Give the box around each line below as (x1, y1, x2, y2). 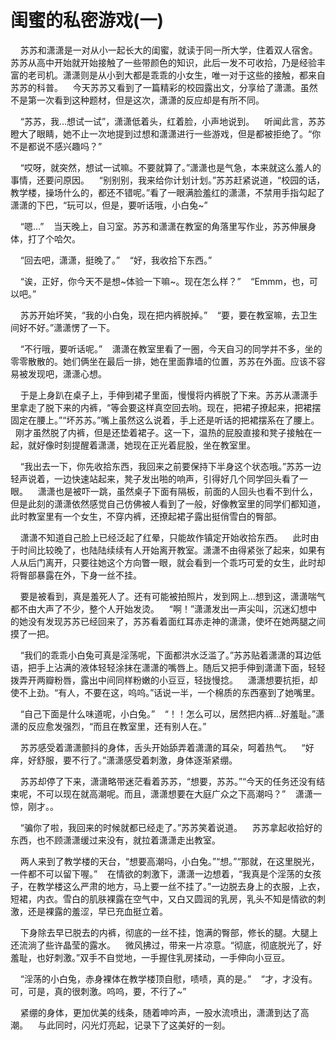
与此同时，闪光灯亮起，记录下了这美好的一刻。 (37, 1019, 231, 1031)
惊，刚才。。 (10, 800, 59, 812)
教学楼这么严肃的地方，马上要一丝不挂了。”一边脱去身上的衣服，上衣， (36, 880, 326, 892)
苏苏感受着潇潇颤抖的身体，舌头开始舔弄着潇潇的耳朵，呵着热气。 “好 (19, 741, 315, 753)
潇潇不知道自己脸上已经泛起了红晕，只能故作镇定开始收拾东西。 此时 (19, 531, 311, 543)
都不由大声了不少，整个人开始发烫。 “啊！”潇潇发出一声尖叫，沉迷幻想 (10, 602, 309, 615)
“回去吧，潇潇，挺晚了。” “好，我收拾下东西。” (19, 254, 213, 266)
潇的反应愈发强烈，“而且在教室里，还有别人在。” (10, 720, 207, 732)
